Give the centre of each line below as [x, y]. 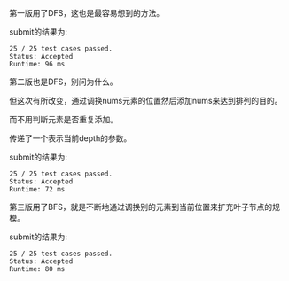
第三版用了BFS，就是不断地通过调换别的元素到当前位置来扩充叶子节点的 [141, 207]
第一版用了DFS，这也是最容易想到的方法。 [87, 13]
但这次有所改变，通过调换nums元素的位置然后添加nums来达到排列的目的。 [146, 101]
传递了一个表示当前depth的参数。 [70, 138]
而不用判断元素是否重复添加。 [63, 119]
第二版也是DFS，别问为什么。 [63, 82]
